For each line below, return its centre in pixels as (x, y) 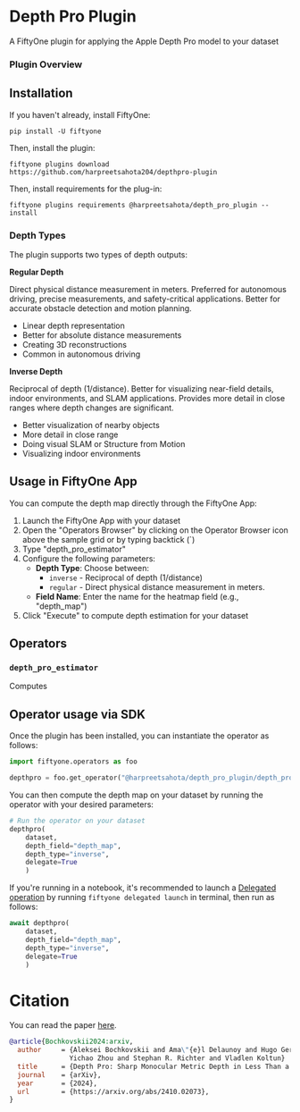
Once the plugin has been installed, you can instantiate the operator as (139, 736)
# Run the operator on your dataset (77, 821)
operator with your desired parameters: (82, 805)
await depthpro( (39, 923)
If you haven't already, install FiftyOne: (80, 114)
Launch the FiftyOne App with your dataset (101, 520)
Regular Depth (37, 272)
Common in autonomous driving (81, 354)
